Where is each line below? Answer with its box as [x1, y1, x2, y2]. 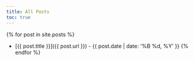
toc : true [6, 14, 31, 20]
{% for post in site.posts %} [6, 30, 75, 38]
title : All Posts [6, 8, 50, 15]
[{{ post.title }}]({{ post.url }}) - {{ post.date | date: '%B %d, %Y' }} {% [14, 42, 189, 50]
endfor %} [14, 48, 41, 56]
